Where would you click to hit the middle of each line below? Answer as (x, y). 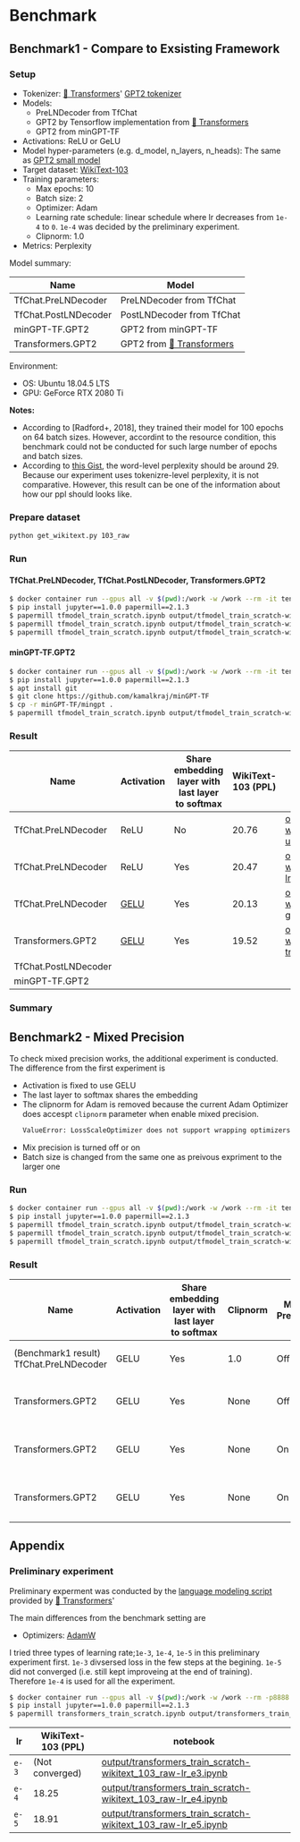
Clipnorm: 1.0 (60, 236)
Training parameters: (61, 179)
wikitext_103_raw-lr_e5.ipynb (164, 1825)
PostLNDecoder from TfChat (180, 314)
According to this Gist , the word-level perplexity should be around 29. (150, 465)
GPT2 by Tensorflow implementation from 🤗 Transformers (142, 122)
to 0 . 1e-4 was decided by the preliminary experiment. (141, 226)
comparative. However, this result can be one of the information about (151, 484)
